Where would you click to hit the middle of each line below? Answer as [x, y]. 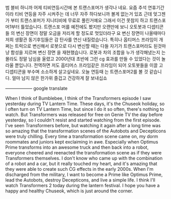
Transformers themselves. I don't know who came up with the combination [84, 158]
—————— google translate [36, 88]
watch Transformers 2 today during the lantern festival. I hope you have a [82, 185]
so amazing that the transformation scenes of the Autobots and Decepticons [86, 131]
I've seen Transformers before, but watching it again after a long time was [83, 125]
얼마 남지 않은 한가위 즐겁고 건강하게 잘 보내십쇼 [59, 78]
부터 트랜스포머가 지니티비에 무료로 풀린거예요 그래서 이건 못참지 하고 [79, 20]
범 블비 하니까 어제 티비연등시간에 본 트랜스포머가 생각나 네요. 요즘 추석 [76, 7]
